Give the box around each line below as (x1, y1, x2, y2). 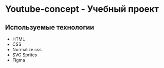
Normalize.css (12, 47, 42, 52)
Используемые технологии (5, 23, 94, 32)
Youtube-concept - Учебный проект (5, 3, 159, 15)
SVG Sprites (12, 52, 37, 58)
